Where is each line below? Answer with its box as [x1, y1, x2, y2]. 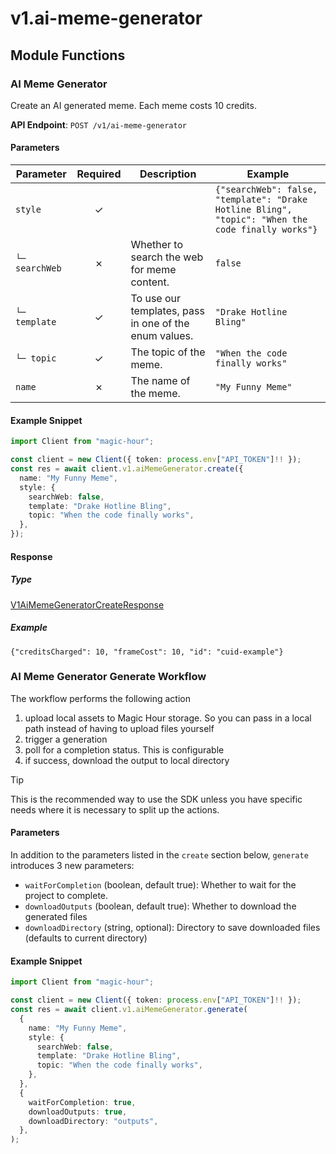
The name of [130, 374, 191, 388]
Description [139, 167, 197, 181]
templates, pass [130, 304, 205, 318]
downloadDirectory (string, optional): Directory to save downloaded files [24, 922, 321, 934]
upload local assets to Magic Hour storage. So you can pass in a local [24, 712, 312, 724]
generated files [24, 911, 88, 923]
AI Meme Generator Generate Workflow [10, 670, 207, 684]
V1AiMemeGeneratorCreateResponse [10, 598, 165, 611]
